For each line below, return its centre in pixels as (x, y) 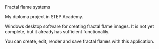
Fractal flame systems (28, 7)
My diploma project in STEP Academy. (44, 17)
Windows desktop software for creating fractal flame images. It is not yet (79, 26)
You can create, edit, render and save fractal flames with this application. (80, 41)
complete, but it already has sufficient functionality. (57, 31)
